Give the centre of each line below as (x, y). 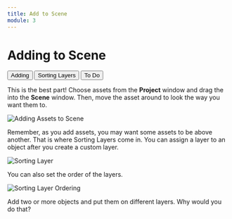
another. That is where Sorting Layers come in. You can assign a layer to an (117, 140)
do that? (19, 209)
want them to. (27, 105)
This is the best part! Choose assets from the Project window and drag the (115, 90)
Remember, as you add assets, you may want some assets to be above (110, 132)
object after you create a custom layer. (63, 147)
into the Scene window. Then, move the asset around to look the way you (114, 98)
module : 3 (22, 20)
